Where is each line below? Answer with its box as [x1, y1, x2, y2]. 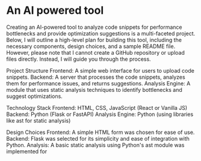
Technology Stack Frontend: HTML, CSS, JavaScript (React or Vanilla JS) [6, 104, 188, 111]
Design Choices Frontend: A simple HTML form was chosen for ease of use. [6, 129, 195, 136]
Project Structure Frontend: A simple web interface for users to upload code [6, 67, 194, 74]
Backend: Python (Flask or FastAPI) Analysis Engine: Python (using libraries [6, 111, 194, 118]
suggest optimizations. [6, 93, 63, 100]
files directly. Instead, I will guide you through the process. [6, 55, 152, 62]
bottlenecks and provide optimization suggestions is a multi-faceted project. [6, 29, 196, 37]
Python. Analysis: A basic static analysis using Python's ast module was [6, 141, 185, 148]
